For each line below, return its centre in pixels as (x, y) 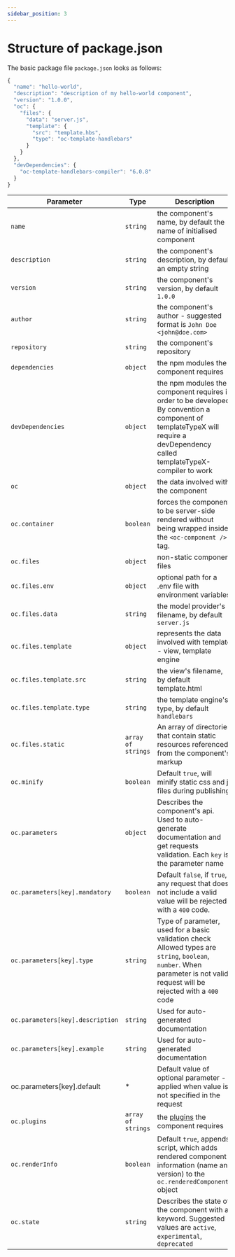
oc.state (25, 1222)
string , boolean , (183, 956)
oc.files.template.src (48, 680)
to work (200, 471)
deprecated (175, 1244)
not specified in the (188, 1095)
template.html (180, 689)
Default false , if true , (192, 875)
